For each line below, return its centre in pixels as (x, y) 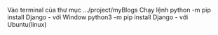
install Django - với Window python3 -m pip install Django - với (98, 17)
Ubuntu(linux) (27, 24)
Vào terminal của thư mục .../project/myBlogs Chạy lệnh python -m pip (109, 10)
